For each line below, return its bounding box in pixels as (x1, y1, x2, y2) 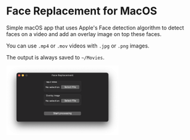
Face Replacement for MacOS (6, 4, 158, 18)
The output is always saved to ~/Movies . (6, 53, 105, 61)
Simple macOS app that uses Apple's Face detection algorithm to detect (6, 24, 185, 31)
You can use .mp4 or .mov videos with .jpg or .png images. (6, 42, 150, 49)
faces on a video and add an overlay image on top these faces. (6, 30, 162, 37)
